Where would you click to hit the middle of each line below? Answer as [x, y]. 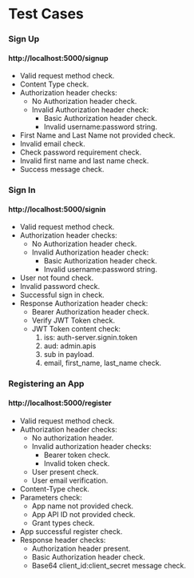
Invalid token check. [77, 463]
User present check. [65, 472]
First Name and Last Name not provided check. [97, 135]
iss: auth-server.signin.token [91, 338]
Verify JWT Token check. [73, 320]
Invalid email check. [52, 144]
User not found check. [57, 278]
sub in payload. [69, 355]
